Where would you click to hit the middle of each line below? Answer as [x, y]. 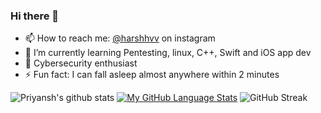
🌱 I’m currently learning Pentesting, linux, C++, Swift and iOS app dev [168, 53]
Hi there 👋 [35, 16]
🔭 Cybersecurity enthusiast [81, 63]
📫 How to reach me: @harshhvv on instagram [120, 38]
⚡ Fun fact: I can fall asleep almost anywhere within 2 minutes [152, 75]
